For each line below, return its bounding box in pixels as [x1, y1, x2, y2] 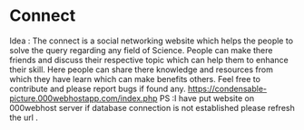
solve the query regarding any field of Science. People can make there [9, 44, 273, 55]
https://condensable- [187, 83, 268, 94]
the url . [9, 112, 39, 123]
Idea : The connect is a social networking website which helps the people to [9, 35, 293, 46]
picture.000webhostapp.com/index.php [9, 92, 158, 104]
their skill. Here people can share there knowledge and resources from [9, 64, 274, 75]
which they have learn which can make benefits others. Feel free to [9, 73, 261, 84]
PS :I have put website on [159, 92, 255, 104]
